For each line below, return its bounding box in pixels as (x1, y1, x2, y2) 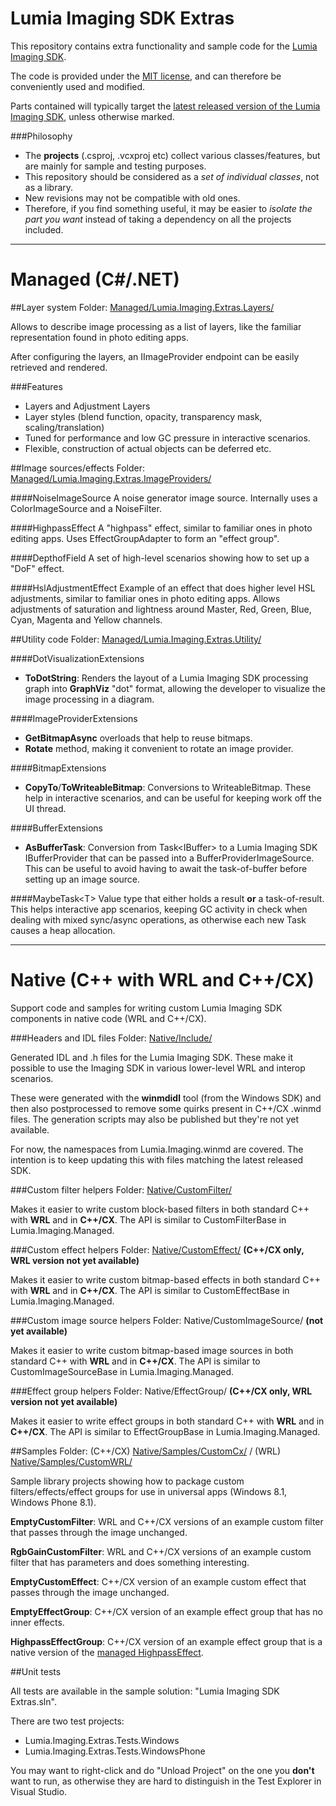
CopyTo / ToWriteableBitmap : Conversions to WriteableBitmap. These (24, 781, 312, 793)
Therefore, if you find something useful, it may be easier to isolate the (24, 202, 313, 214)
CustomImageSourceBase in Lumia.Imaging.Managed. (10, 1365, 235, 1377)
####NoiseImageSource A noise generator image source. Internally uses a (10, 492, 318, 504)
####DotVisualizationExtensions (10, 652, 145, 664)
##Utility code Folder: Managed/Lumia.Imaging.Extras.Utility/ (10, 633, 262, 645)
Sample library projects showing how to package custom (10, 1475, 245, 1487)
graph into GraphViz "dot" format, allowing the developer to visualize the (24, 682, 326, 694)
